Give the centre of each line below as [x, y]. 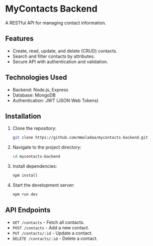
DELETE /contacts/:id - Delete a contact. [55, 238]
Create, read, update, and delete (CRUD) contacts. [65, 51]
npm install [25, 176]
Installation [23, 116]
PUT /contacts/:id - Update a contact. [53, 233]
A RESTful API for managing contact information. [56, 23]
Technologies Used [36, 78]
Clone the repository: [34, 128]
